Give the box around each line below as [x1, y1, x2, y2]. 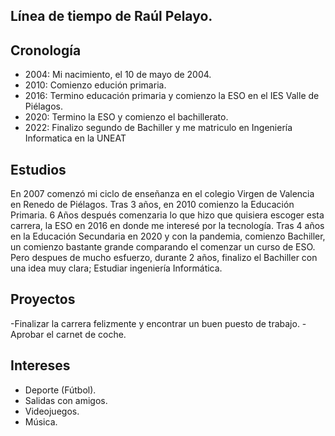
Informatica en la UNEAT [24, 132, 127, 144]
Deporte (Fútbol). [24, 384, 97, 396]
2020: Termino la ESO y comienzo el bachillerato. [24, 111, 229, 123]
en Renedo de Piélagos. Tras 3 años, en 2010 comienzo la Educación [10, 199, 295, 211]
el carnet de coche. [46, 328, 127, 340]
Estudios [10, 161, 67, 178]
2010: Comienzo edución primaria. [24, 79, 167, 91]
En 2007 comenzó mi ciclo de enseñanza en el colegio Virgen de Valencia [10, 188, 315, 200]
